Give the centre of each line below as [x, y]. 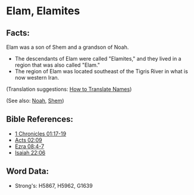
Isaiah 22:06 [30, 152]
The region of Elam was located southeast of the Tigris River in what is [101, 71]
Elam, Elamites [43, 11]
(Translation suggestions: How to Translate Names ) [69, 89]
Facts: [18, 33]
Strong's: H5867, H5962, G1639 [54, 185]
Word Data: [28, 172]
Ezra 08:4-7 [29, 146]
